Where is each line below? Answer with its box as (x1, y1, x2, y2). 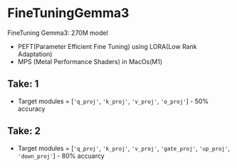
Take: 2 (7, 125, 41, 137)
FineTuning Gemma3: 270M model (7, 28, 108, 37)
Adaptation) (17, 50, 53, 58)
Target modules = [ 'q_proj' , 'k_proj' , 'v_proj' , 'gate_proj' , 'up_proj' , (17, 144, 230, 152)
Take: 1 (7, 78, 39, 90)
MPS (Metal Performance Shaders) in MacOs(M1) (17, 57, 163, 65)
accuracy (17, 104, 46, 113)
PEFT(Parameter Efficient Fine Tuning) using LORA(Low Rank (17, 42, 197, 50)
